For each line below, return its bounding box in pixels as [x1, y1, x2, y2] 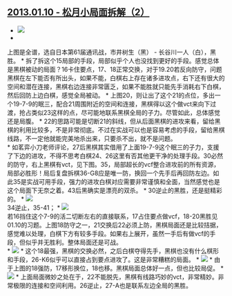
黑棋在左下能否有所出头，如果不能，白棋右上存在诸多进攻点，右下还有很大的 [7, 73, 225, 82]
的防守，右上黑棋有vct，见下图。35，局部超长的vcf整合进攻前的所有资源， [7, 160, 220, 168]
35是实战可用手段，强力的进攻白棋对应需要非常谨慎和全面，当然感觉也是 [12, 177, 220, 185]
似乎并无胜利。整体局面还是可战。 [25, 238, 122, 246]
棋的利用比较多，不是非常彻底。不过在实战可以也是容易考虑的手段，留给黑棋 [7, 125, 225, 133]
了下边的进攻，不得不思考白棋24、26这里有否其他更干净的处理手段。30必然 [7, 151, 224, 160]
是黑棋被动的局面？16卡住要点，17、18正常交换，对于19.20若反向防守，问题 [7, 65, 222, 73]
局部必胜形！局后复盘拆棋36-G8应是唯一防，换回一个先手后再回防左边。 [7, 169, 213, 177]
